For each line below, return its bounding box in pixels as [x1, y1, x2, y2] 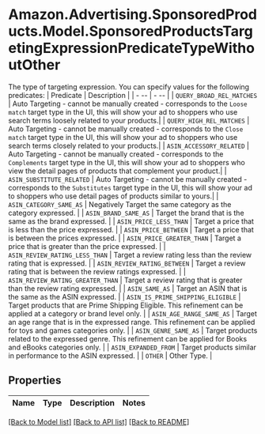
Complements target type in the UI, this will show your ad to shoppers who [8, 157, 245, 167]
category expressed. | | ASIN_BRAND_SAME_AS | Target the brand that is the [8, 208, 244, 217]
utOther [8, 56, 61, 74]
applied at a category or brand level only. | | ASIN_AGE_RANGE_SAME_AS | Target [8, 308, 257, 318]
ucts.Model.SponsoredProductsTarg [8, 22, 253, 40]
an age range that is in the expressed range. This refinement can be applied [8, 317, 256, 326]
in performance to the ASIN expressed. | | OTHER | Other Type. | [8, 350, 213, 360]
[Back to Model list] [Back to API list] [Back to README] [8, 417, 190, 426]
